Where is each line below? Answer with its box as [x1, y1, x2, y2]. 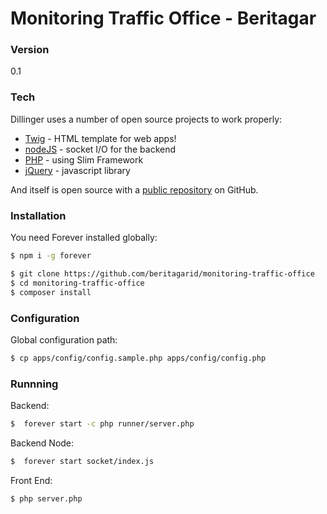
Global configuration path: [10, 333, 118, 346]
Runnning [10, 377, 59, 391]
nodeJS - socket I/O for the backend [24, 143, 177, 155]
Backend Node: [10, 437, 75, 449]
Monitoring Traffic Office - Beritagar [10, 7, 317, 30]
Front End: [10, 474, 53, 486]
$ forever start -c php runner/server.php [10, 419, 195, 429]
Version [10, 43, 50, 57]
